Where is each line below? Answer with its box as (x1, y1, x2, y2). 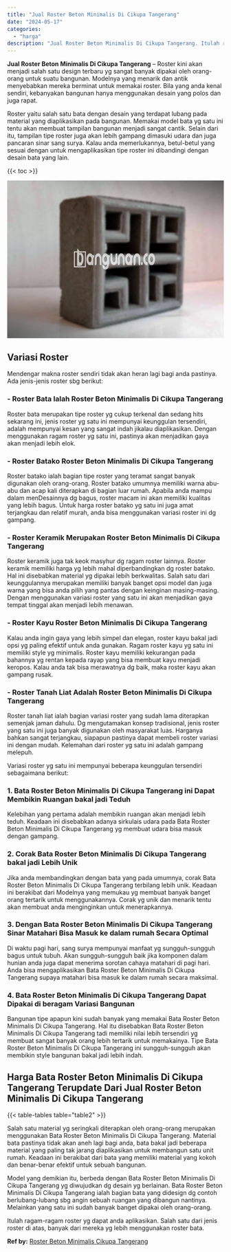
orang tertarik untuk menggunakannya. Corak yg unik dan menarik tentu (7, 895, 212, 903)
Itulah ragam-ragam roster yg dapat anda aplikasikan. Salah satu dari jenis (7, 1216, 218, 1224)
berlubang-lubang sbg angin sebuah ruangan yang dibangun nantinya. (7, 1196, 208, 1204)
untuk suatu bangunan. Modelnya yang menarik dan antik (25, 74, 188, 83)
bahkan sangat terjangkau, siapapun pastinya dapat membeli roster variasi (7, 733, 219, 742)
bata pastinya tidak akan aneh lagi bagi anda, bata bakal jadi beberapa (7, 1139, 207, 1147)
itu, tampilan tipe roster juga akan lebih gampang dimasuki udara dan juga (7, 131, 217, 140)
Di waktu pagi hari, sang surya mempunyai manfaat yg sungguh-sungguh (7, 944, 215, 952)
